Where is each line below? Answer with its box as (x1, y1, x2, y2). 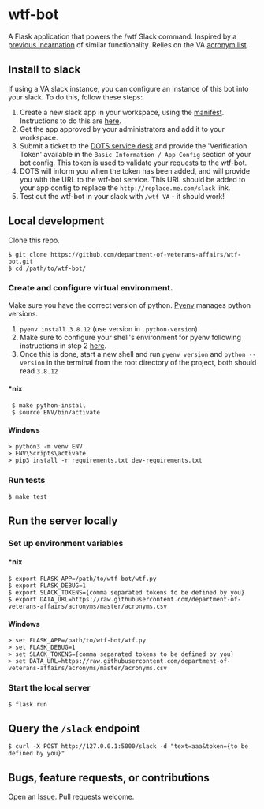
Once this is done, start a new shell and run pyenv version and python (19, 349, 246, 358)
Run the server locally (8, 514, 118, 527)
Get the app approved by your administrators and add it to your (19, 124, 225, 133)
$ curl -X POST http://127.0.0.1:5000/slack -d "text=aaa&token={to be (8, 743, 248, 751)
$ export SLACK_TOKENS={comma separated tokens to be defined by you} (8, 589, 245, 597)
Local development (8, 215, 105, 228)
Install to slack (8, 63, 81, 77)
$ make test (8, 493, 47, 500)
